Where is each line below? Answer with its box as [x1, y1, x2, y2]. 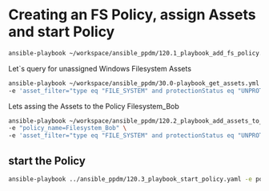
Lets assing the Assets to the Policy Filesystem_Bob [8, 101, 180, 111]
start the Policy [8, 154, 86, 168]
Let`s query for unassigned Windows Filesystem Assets [8, 63, 192, 73]
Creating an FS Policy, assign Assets [8, 6, 256, 24]
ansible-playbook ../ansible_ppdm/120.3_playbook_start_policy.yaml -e [8, 175, 252, 183]
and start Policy [8, 22, 115, 41]
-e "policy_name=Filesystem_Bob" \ [8, 124, 127, 132]
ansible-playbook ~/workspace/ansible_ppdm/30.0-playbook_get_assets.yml [8, 79, 260, 87]
